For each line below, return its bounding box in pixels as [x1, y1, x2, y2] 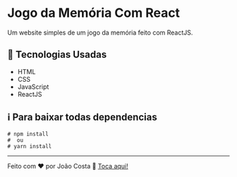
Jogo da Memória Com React [7, 5, 181, 21]
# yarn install [7, 142, 52, 149]
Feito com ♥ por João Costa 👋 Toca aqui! [7, 161, 128, 170]
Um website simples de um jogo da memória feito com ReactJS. [7, 28, 193, 37]
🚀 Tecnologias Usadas [7, 49, 107, 61]
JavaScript [17, 83, 49, 91]
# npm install [7, 130, 49, 138]
